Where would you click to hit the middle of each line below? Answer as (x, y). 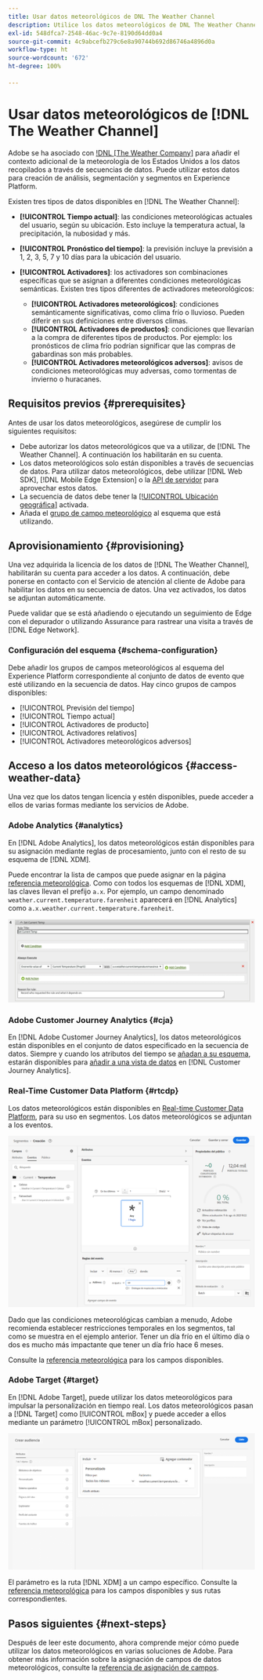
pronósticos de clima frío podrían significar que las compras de (133, 345)
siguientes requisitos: (42, 431)
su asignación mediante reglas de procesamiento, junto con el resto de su (127, 851)
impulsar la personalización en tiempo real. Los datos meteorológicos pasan (131, 1405)
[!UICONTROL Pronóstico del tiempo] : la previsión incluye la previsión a (136, 248)
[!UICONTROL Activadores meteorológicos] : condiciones (125, 304)
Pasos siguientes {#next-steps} (87, 1624)
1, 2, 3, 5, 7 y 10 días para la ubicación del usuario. (100, 257)
